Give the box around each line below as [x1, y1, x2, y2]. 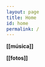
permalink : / [6, 26, 40, 32]
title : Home [6, 15, 36, 21]
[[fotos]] [6, 54, 29, 62]
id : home [6, 20, 29, 26]
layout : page [6, 9, 40, 15]
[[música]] [6, 43, 33, 50]
